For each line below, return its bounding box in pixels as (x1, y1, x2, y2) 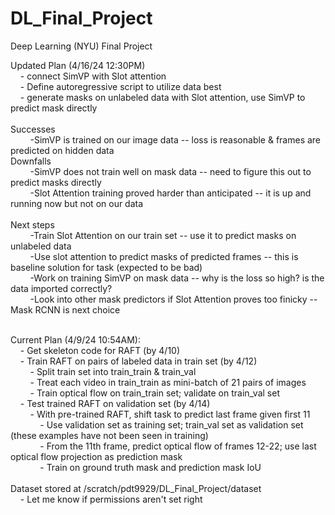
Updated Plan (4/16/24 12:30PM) (10, 59, 146, 71)
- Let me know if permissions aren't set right (19, 493, 203, 505)
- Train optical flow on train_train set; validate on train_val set (29, 387, 280, 399)
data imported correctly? (10, 282, 113, 294)
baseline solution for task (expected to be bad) (10, 261, 203, 273)
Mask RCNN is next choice (10, 303, 121, 316)
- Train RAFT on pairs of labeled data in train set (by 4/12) (19, 355, 258, 367)
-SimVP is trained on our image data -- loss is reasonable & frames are (29, 133, 322, 146)
